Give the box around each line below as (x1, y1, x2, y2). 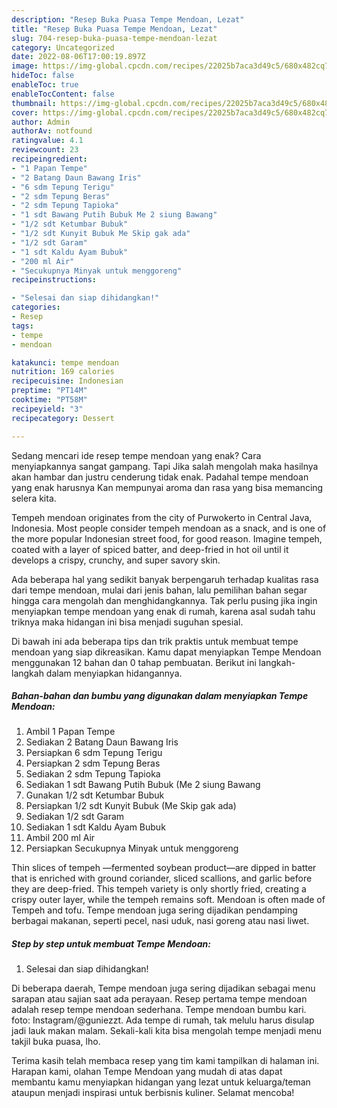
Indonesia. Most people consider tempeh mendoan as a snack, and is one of (11, 522, 327, 534)
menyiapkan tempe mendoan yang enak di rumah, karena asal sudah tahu (11, 605, 316, 617)
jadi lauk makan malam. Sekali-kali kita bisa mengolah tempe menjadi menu (11, 1025, 323, 1037)
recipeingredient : (11, 154, 88, 164)
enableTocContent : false (11, 89, 115, 99)
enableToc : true (11, 80, 79, 90)
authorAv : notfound (11, 126, 93, 136)
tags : (11, 321, 34, 331)
